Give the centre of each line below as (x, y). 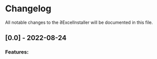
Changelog (28, 9)
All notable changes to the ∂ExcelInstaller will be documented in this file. (79, 22)
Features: (17, 52)
